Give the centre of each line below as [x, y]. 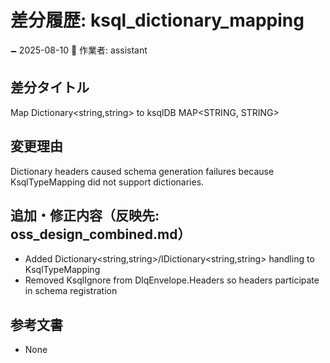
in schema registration [71, 291]
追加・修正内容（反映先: [85, 215]
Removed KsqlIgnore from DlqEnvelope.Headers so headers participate [172, 280]
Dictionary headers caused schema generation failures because [142, 171]
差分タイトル [50, 87]
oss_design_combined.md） [101, 234]
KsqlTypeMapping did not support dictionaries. [107, 182]
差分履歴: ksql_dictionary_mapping [157, 20]
